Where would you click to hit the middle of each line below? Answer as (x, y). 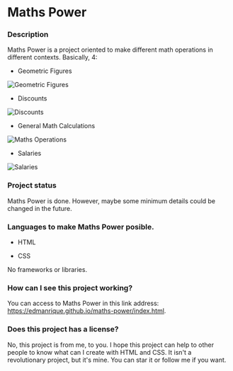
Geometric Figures (45, 71)
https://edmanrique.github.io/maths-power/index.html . (87, 311)
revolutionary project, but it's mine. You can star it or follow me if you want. (117, 360)
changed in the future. (40, 208)
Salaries (29, 154)
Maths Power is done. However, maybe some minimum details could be (112, 201)
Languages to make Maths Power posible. (81, 227)
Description (28, 35)
